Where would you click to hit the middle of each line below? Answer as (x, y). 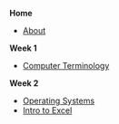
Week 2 (24, 83)
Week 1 (23, 48)
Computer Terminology (66, 66)
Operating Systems (59, 100)
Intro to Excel (47, 110)
